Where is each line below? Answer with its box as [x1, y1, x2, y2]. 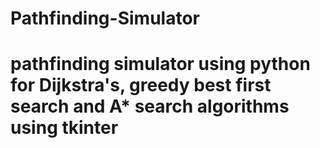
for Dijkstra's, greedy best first [10, 74, 272, 97]
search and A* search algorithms [10, 95, 290, 118]
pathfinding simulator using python [10, 53, 311, 76]
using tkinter [10, 117, 119, 139]
